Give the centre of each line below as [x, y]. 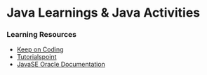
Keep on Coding [40, 49]
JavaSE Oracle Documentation [61, 65]
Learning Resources [41, 35]
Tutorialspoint [36, 57]
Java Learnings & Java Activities [103, 13]
